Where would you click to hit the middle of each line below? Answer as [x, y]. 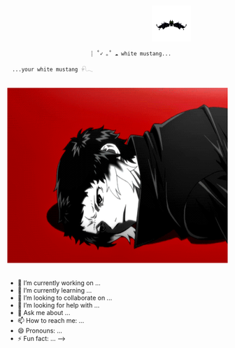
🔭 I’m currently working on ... [59, 283]
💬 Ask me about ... [44, 313]
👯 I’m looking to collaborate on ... [65, 298]
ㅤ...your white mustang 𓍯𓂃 [50, 69]
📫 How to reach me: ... [51, 320]
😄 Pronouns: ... [40, 330]
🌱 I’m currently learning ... [55, 290]
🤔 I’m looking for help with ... [58, 305]
